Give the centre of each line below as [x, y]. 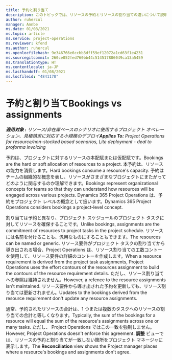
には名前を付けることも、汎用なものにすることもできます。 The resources [83, 237]
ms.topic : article [25, 34]
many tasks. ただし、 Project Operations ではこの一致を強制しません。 [80, 327]
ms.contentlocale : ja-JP [32, 67]
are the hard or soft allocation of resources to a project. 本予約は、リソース [85, 164]
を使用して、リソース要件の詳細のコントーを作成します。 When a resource [84, 256]
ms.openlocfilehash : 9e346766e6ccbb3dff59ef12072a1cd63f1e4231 [75, 53]
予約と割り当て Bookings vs [64, 104]
